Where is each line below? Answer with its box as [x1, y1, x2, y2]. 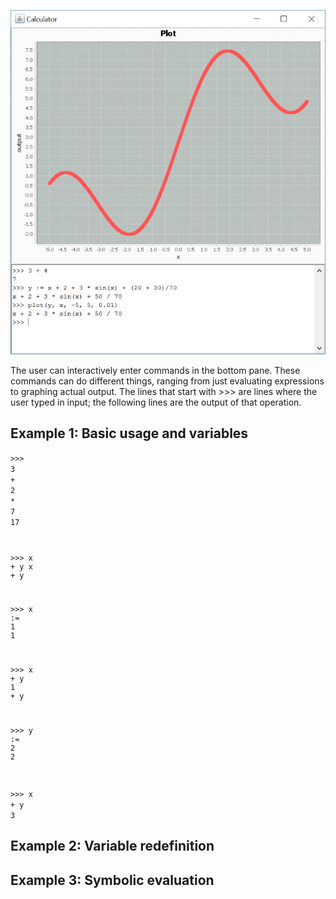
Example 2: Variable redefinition [10, 838, 215, 855]
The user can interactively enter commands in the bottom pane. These [10, 364, 301, 376]
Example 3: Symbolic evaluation [10, 871, 215, 889]
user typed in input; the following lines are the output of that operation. [10, 396, 302, 408]
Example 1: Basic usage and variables [10, 425, 249, 442]
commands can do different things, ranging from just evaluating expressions [10, 375, 325, 387]
